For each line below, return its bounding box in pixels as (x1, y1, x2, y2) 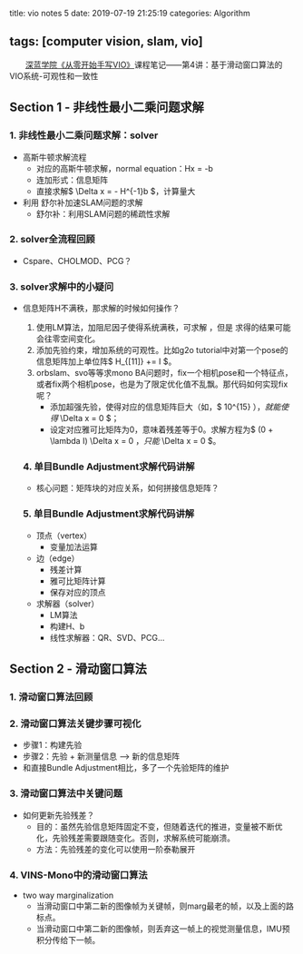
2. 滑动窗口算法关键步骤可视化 (9, 717, 142, 730)
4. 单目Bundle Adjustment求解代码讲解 (22, 460, 195, 473)
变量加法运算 (49, 541, 98, 552)
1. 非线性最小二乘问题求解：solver (9, 129, 159, 142)
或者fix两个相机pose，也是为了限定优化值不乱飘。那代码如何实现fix (35, 379, 288, 389)
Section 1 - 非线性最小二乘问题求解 (9, 100, 204, 115)
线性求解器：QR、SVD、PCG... (49, 632, 165, 643)
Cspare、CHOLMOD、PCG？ (22, 255, 132, 266)
